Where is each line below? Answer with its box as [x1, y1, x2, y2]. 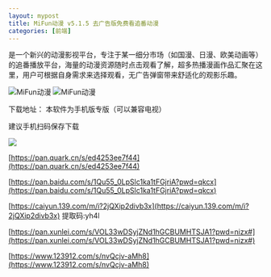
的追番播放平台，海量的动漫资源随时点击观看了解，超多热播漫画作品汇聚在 [8, 60, 256, 69]
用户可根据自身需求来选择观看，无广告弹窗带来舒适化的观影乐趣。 [22, 70, 242, 80]
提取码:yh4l [61, 211, 100, 220]
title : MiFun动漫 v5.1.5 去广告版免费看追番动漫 [8, 19, 159, 27]
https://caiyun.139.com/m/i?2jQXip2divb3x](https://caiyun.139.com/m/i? [10, 201, 250, 211]
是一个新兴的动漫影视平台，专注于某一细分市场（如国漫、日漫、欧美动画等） [8, 50, 263, 60]
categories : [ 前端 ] [8, 27, 72, 35]
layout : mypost [8, 11, 60, 20]
